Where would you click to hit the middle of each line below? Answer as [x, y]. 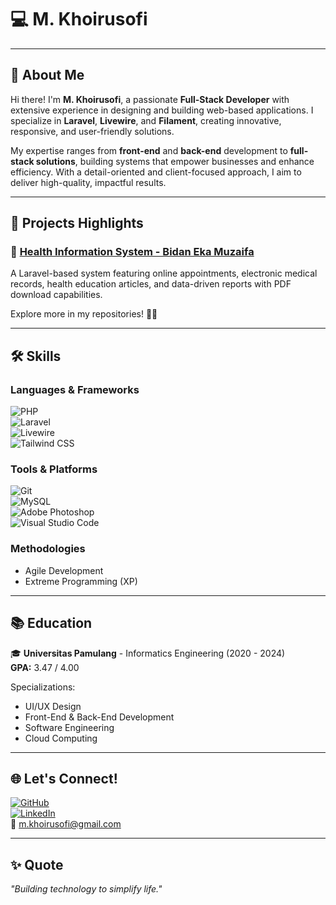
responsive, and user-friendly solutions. [92, 131]
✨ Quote [37, 864]
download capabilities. [56, 295]
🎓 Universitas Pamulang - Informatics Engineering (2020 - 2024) [148, 653]
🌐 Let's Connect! [64, 778]
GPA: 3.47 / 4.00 [45, 667]
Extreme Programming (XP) [81, 581]
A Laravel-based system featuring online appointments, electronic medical [164, 273]
